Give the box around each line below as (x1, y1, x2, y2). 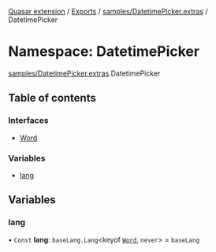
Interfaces (8, 115, 49, 126)
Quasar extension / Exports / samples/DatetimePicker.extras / (8, 7, 208, 16)
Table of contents (8, 91, 96, 105)
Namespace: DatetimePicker (8, 43, 199, 61)
